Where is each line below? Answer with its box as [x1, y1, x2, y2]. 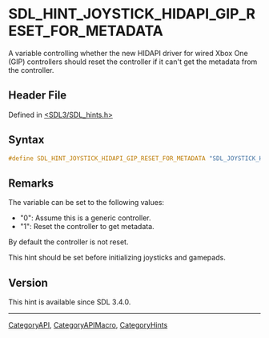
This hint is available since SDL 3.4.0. [8, 297, 131, 307]
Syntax [8, 133, 45, 147]
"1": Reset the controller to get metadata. [19, 222, 155, 231]
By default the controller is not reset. [8, 237, 129, 247]
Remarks [8, 176, 54, 190]
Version [8, 276, 48, 289]
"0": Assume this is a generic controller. [19, 213, 151, 223]
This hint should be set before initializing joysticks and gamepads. [8, 253, 226, 263]
